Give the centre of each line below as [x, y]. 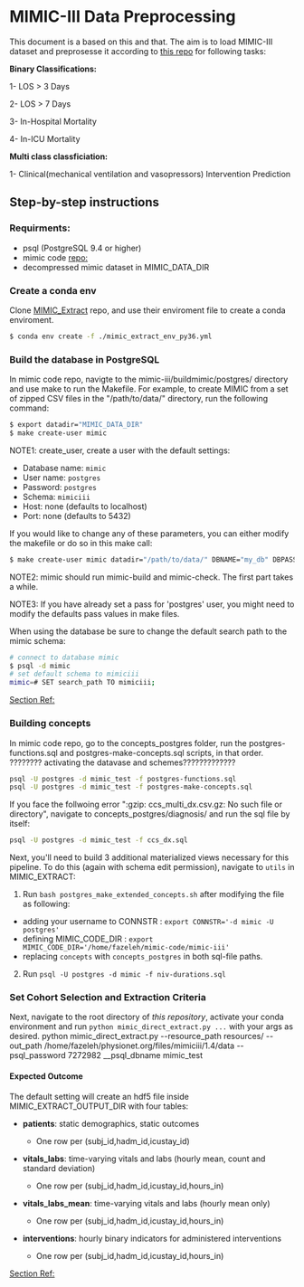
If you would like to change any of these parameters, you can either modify [149, 533]
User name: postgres [62, 478]
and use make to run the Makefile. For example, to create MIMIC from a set [149, 389]
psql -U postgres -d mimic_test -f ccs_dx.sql [99, 840]
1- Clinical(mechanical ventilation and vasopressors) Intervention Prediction [150, 174]
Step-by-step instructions [85, 202]
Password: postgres [59, 487]
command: [29, 408]
